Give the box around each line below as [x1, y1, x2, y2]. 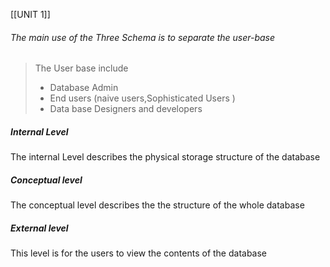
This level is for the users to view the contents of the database [10, 247, 268, 259]
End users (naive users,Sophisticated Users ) [49, 92, 236, 104]
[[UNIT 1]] [10, 9, 51, 20]
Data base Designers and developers [49, 103, 203, 115]
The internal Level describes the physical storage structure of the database [10, 151, 321, 163]
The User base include [34, 62, 129, 74]
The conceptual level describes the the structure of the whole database [10, 199, 305, 211]
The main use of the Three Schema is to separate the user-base [10, 31, 276, 43]
